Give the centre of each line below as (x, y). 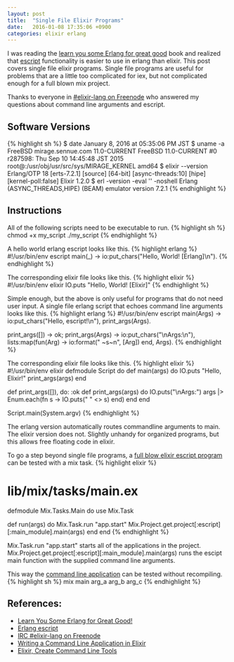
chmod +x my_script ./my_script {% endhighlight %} (83, 235)
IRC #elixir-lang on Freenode (59, 635)
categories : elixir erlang (47, 33)
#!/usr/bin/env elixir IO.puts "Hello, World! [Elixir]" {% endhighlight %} (108, 285)
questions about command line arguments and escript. (86, 105)
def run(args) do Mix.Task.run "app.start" (67, 524)
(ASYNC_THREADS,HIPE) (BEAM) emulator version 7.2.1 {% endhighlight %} (117, 189)
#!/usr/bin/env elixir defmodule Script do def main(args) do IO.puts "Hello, (115, 370)
